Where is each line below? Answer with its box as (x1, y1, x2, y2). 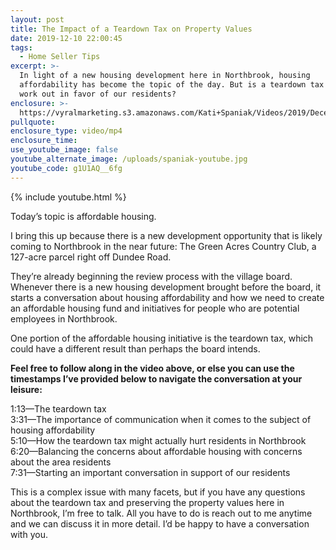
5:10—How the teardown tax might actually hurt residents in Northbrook (10, 434, 307, 446)
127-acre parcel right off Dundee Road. (10, 251, 172, 263)
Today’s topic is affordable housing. (10, 210, 157, 222)
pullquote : (10, 117, 56, 127)
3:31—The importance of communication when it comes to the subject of (10, 413, 312, 425)
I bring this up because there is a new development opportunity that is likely (10, 229, 323, 241)
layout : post (10, 14, 65, 25)
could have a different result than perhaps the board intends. (10, 342, 261, 355)
